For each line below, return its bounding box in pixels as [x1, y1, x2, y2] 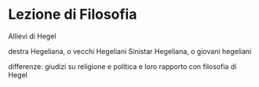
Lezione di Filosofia [8, 5, 137, 24]
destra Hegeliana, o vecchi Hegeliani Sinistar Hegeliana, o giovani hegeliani [8, 46, 252, 56]
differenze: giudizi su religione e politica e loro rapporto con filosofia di [8, 61, 237, 71]
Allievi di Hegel [8, 31, 57, 41]
